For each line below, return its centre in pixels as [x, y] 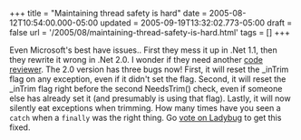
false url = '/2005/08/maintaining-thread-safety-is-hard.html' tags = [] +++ [150, 32]
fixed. [20, 127]
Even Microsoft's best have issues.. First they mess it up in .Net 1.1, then [144, 50]
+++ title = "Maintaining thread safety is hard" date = [108, 13]
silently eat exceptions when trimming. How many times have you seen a [145, 108]
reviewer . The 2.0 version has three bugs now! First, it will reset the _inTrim [149, 69]
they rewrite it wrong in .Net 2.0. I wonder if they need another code [136, 60]
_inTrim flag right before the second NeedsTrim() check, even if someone [146, 89]
